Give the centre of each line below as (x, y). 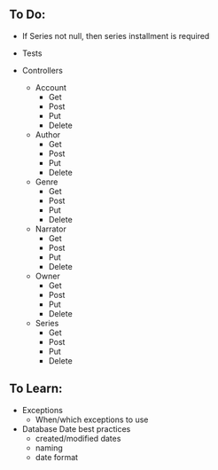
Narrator (51, 229)
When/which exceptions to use (92, 419)
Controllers (43, 70)
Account (51, 87)
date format (56, 457)
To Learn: (36, 389)
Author (48, 134)
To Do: (27, 15)
